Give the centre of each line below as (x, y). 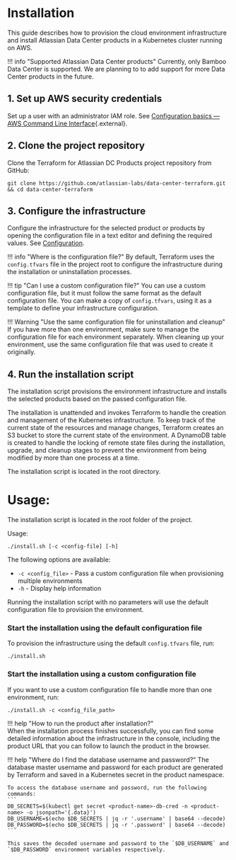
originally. (22, 352)
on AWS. (20, 47)
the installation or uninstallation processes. (70, 272)
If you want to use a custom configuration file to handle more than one (110, 689)
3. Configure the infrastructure (77, 211)
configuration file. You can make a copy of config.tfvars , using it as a (110, 301)
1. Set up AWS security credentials (85, 99)
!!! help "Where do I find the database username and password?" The (108, 759)
